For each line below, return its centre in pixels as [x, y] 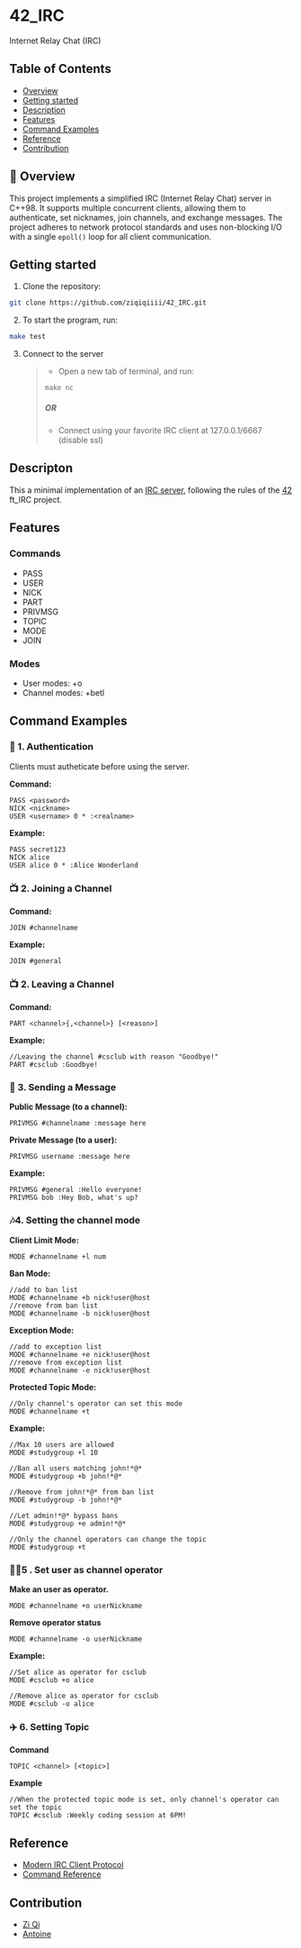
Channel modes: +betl [63, 692]
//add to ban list [44, 1289]
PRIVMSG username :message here [70, 1157]
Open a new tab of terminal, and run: [126, 371]
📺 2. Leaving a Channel [62, 984]
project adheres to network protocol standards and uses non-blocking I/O [146, 227]
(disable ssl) [80, 440]
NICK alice [30, 857]
